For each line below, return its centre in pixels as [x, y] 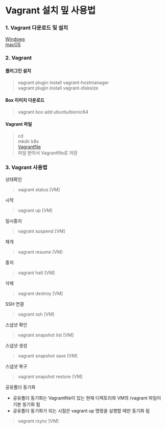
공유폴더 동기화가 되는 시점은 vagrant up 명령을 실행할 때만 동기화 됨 [81, 411]
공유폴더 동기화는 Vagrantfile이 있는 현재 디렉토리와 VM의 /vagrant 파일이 [87, 398]
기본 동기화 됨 [26, 404]
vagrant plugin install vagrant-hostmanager [63, 82]
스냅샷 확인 [16, 325]
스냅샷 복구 [16, 367]
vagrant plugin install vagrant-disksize [58, 88]
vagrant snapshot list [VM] [46, 335]
